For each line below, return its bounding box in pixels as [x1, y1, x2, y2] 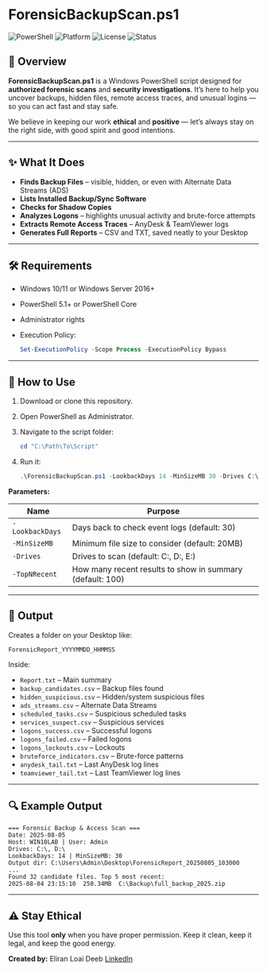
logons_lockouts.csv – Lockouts [19, 742, 126, 752]
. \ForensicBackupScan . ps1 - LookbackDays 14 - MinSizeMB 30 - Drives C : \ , [19, 472, 262, 480]
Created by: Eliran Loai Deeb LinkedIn [8, 954, 133, 964]
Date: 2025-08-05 [8, 831, 66, 840]
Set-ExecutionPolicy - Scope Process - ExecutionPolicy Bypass [19, 346, 227, 354]
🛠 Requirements [8, 258, 93, 272]
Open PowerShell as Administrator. [19, 412, 134, 421]
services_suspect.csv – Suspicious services [19, 717, 164, 727]
